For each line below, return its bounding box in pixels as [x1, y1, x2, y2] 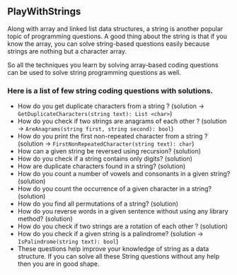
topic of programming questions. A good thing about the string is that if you [7, 32, 228, 40]
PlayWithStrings [7, 6, 81, 18]
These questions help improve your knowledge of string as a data [17, 245, 209, 253]
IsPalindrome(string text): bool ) [17, 237, 119, 246]
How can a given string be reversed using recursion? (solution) [17, 147, 202, 156]
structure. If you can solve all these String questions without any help [17, 252, 220, 261]
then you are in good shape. [17, 259, 100, 268]
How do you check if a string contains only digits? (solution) [17, 155, 193, 163]
